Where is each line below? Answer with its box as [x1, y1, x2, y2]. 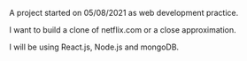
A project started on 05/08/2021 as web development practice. [9, 8, 239, 18]
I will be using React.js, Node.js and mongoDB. [9, 42, 180, 52]
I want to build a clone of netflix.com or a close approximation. [9, 25, 236, 34]
